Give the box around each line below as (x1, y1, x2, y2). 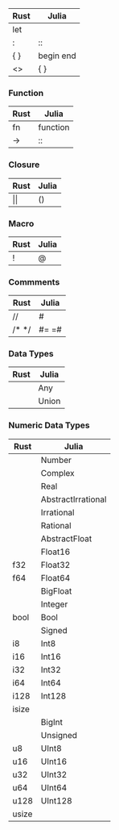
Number (40, 454, 72, 465)
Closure (8, 159, 40, 170)
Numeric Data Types (8, 419, 90, 431)
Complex (40, 467, 75, 478)
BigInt (40, 716, 63, 728)
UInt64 (40, 782, 68, 793)
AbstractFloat (40, 532, 92, 544)
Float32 (40, 559, 71, 570)
